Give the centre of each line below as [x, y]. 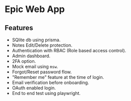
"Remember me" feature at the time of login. [58, 77]
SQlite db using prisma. [36, 40]
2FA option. [24, 61]
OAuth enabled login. [34, 88]
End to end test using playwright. [46, 93]
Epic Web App [35, 9]
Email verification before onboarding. [50, 82]
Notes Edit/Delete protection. [42, 45]
